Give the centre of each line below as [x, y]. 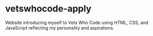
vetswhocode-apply [48, 9]
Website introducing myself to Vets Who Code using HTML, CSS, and [77, 22]
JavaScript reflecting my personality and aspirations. [60, 27]
